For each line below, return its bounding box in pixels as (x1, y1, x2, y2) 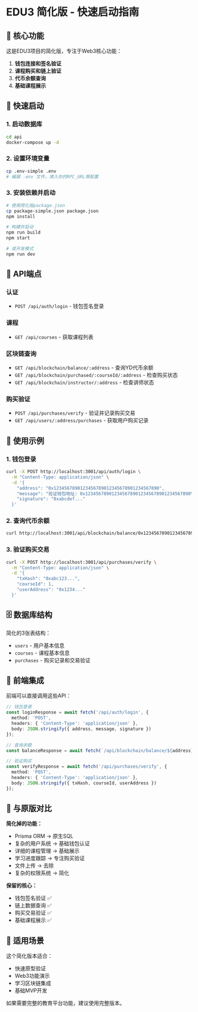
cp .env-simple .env (6, 168, 57, 174)
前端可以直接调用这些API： (6, 692, 72, 699)
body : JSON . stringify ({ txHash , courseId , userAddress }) (11, 780, 157, 786)
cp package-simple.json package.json (6, 208, 99, 214)
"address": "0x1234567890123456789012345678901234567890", (16, 485, 165, 491)
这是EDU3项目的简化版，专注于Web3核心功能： (6, 48, 123, 54)
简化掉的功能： (6, 820, 42, 827)
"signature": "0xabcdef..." (16, 496, 85, 502)
